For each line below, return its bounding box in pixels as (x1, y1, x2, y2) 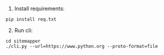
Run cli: (14, 27, 33, 34)
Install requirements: (14, 5, 65, 12)
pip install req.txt (5, 17, 57, 22)
